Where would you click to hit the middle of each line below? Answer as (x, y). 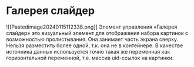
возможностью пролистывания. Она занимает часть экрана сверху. (92, 39)
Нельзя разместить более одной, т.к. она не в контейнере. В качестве (95, 45)
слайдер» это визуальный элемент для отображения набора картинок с (97, 33)
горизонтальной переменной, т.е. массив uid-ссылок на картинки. (90, 58)
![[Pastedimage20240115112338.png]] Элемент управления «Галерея (92, 27)
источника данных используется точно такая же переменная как (88, 51)
